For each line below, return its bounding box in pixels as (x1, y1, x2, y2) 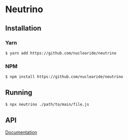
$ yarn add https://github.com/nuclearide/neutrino (5, 50, 116, 55)
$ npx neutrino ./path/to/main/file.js (5, 102, 90, 107)
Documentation (5, 129, 37, 135)
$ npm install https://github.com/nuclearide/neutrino (5, 74, 123, 79)
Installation (5, 24, 41, 33)
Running (5, 88, 33, 97)
